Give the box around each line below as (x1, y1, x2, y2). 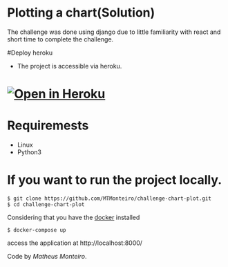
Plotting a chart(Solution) (7, 5, 155, 21)
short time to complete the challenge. (7, 35, 114, 43)
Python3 (17, 148, 41, 156)
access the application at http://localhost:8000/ (7, 239, 143, 247)
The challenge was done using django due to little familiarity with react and (7, 28, 221, 36)
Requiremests (7, 118, 89, 133)
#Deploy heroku (7, 48, 53, 57)
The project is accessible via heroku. (17, 62, 122, 70)
